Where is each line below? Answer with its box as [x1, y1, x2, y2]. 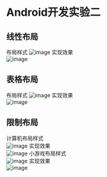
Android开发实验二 [6, 5, 101, 19]
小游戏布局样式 [29, 149, 66, 157]
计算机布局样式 [6, 134, 44, 142]
